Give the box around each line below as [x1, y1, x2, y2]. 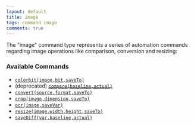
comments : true [6, 25, 44, 31]
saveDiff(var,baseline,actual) [14, 115, 93, 121]
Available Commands [6, 63, 70, 71]
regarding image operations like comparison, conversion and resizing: [6, 48, 177, 55]
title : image [6, 14, 39, 20]
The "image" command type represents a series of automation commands [6, 41, 188, 49]
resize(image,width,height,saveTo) [14, 108, 104, 114]
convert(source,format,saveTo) [14, 89, 93, 95]
